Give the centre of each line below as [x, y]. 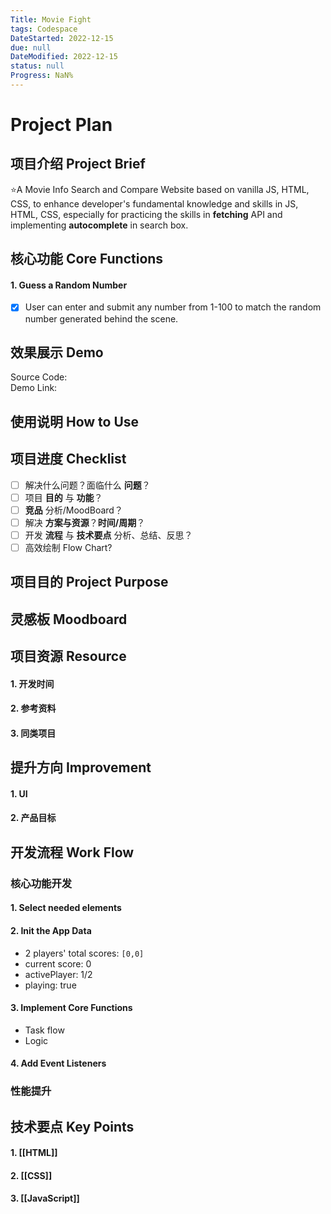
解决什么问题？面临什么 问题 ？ [87, 485]
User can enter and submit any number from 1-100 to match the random [173, 307]
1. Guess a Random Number [69, 285]
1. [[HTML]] [34, 1153]
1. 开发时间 [32, 683]
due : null [31, 47]
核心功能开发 [41, 883]
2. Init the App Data [51, 930]
